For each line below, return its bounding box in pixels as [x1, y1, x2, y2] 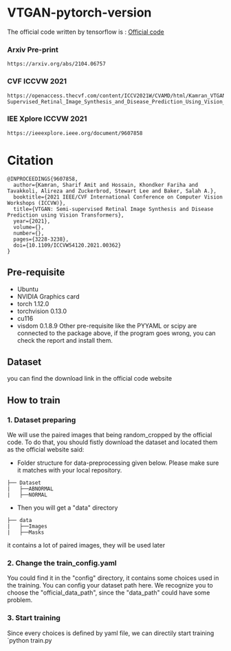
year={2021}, [13, 217, 51, 225]
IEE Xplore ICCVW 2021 [7, 114, 87, 123]
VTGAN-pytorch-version [7, 5, 152, 21]
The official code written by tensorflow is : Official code [7, 28, 164, 36]
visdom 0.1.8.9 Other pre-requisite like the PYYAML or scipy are [16, 321, 197, 330]
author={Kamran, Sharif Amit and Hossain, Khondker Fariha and [13, 181, 198, 188]
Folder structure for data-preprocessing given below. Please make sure [16, 459, 219, 467]
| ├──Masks [7, 529, 45, 536]
